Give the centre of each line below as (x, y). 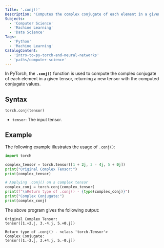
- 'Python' (20, 42)
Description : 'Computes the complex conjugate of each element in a (76, 14)
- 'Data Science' (27, 32)
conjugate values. (23, 84)
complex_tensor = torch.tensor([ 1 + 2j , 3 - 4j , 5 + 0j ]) (65, 164)
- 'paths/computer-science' (38, 60)
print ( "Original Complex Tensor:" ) (41, 169)
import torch (18, 156)
